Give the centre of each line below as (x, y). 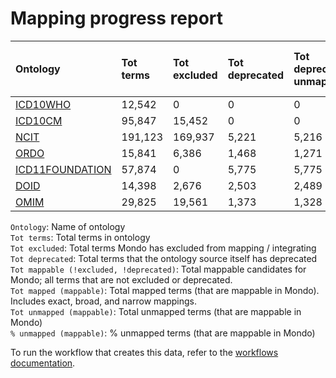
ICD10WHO (43, 104)
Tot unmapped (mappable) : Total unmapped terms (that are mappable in (156, 311)
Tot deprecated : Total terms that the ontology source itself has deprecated (164, 258)
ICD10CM (39, 120)
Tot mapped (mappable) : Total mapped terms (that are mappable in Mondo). (165, 290)
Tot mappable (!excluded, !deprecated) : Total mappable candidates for (158, 269)
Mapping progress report (117, 18)
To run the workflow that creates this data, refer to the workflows (144, 352)
